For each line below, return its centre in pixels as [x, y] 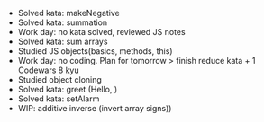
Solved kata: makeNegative [68, 13]
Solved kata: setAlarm [59, 99]
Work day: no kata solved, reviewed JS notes [102, 32]
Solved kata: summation [63, 22]
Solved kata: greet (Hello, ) [68, 89]
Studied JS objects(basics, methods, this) [95, 51]
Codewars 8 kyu [48, 70]
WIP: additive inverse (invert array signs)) [95, 108]
